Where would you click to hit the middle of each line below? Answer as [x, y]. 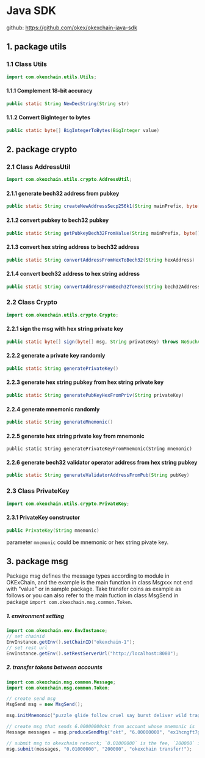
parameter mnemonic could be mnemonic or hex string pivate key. [88, 542]
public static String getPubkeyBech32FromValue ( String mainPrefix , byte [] [103, 233]
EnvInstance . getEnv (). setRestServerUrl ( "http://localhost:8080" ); [92, 653]
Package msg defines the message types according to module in [88, 576]
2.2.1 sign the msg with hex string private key [65, 329]
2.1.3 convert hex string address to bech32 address [73, 247]
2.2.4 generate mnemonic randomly [53, 409]
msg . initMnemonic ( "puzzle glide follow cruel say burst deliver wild [97, 716]
